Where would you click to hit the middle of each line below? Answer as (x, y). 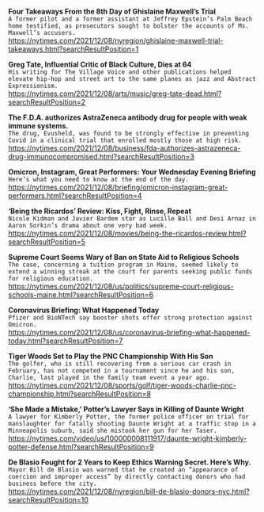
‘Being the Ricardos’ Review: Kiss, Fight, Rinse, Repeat (100, 211)
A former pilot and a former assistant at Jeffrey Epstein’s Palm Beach (130, 19)
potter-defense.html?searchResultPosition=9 (81, 447)
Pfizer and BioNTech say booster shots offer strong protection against (130, 318)
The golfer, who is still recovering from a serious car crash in (120, 364)
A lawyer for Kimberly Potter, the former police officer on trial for (128, 417)
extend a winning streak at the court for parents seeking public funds (130, 272)
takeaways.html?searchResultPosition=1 (74, 49)
